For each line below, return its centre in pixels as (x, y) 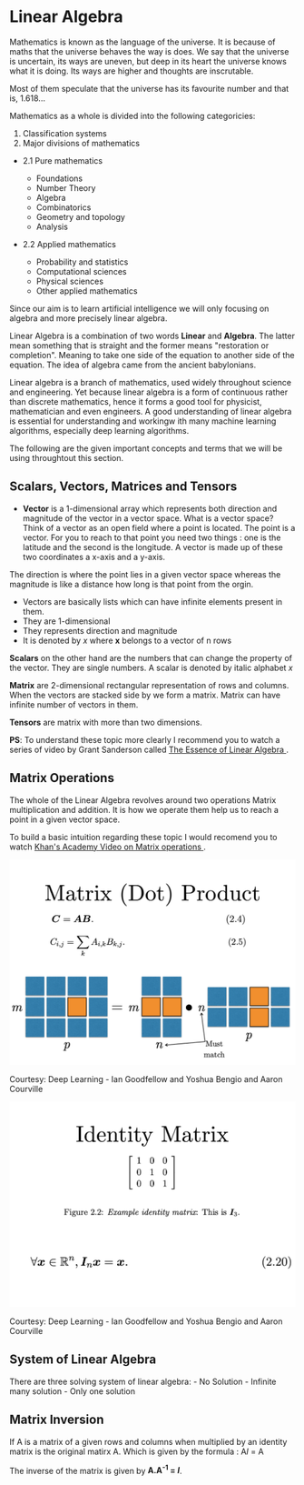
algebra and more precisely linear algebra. (88, 318)
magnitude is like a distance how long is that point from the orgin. (132, 584)
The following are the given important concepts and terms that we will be (146, 448)
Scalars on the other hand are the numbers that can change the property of (151, 657)
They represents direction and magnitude (100, 630)
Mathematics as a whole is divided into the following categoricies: (132, 115)
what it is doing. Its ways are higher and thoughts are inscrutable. (132, 71)
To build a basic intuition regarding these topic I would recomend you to (143, 837)
